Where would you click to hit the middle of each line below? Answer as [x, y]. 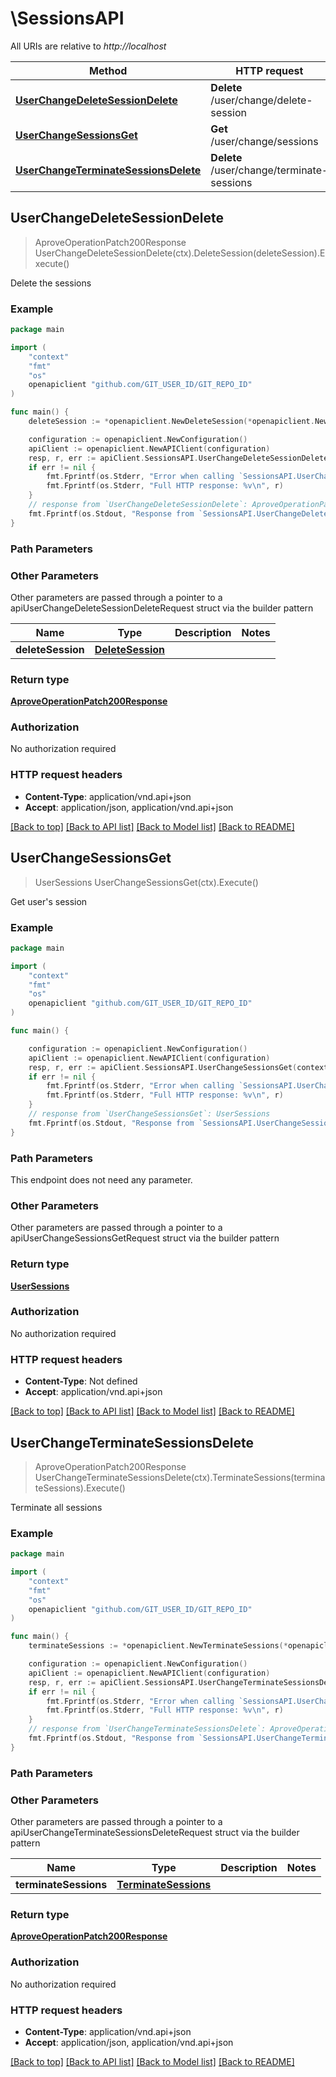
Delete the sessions [51, 283]
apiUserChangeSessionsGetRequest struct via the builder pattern [145, 1238]
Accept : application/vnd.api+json [93, 1392]
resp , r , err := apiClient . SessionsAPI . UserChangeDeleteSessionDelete [178, 458]
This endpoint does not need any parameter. [101, 1179]
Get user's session [49, 901]
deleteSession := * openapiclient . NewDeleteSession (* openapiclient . [171, 422]
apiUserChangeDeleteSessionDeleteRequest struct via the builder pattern [162, 608]
